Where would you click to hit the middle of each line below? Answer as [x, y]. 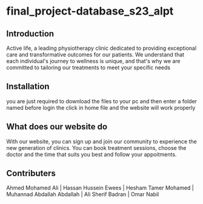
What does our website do [57, 127]
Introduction [30, 34]
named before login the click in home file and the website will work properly [101, 107]
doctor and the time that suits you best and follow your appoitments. [92, 154]
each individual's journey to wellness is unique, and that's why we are [93, 61]
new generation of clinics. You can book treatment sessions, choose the [96, 148]
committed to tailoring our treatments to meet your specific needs [88, 67]
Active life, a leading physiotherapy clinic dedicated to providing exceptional [101, 48]
